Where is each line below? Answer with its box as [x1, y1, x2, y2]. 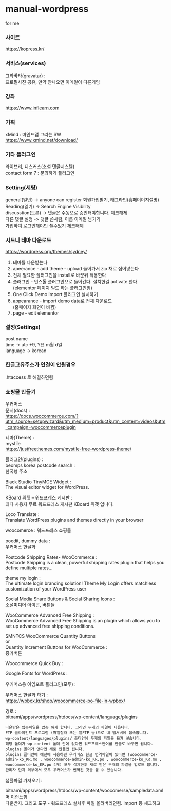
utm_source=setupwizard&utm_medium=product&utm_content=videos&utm [5, 418, 166, 425]
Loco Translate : [5, 511, 40, 517]
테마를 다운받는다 [12, 259, 48, 265]
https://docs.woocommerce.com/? [5, 413, 79, 419]
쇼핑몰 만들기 [5, 388, 36, 395]
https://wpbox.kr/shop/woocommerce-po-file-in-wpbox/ [5, 697, 126, 704]
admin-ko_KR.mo [5, 757, 38, 762]
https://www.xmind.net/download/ [5, 137, 78, 143]
